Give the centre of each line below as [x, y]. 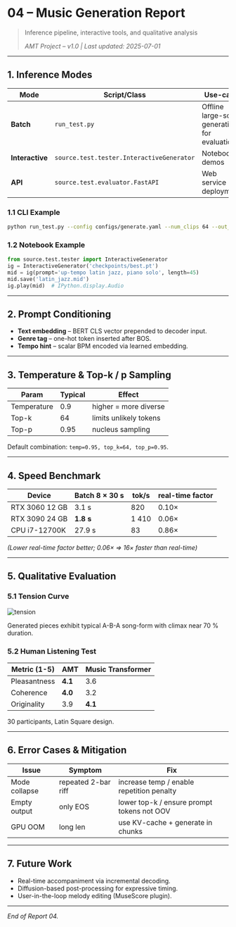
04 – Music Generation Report [96, 13]
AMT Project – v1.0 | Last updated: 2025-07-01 [92, 46]
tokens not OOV [144, 811]
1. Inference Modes [50, 75]
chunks [130, 831]
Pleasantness [33, 681]
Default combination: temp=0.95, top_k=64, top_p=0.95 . [88, 447]
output [22, 811]
